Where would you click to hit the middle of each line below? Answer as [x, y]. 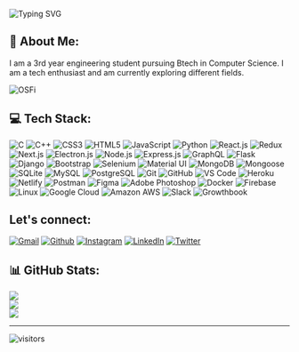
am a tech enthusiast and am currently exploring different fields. [127, 72]
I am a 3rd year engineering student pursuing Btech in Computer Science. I [146, 63]
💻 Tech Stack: [50, 119]
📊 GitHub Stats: [55, 270]
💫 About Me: [44, 41]
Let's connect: [50, 220]
